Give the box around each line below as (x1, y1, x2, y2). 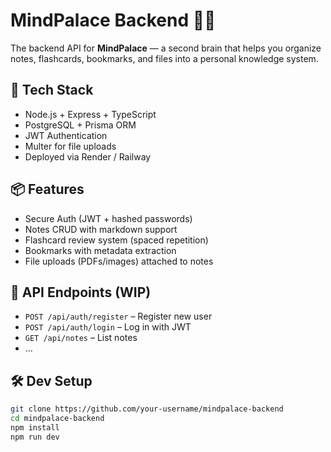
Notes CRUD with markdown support (24, 223, 178, 235)
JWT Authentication (24, 129, 108, 141)
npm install (10, 422, 60, 433)
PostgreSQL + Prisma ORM (24, 119, 137, 131)
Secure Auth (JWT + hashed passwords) (24, 212, 193, 224)
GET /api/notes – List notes (24, 332, 138, 344)
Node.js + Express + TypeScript (24, 108, 157, 120)
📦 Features (10, 181, 85, 198)
